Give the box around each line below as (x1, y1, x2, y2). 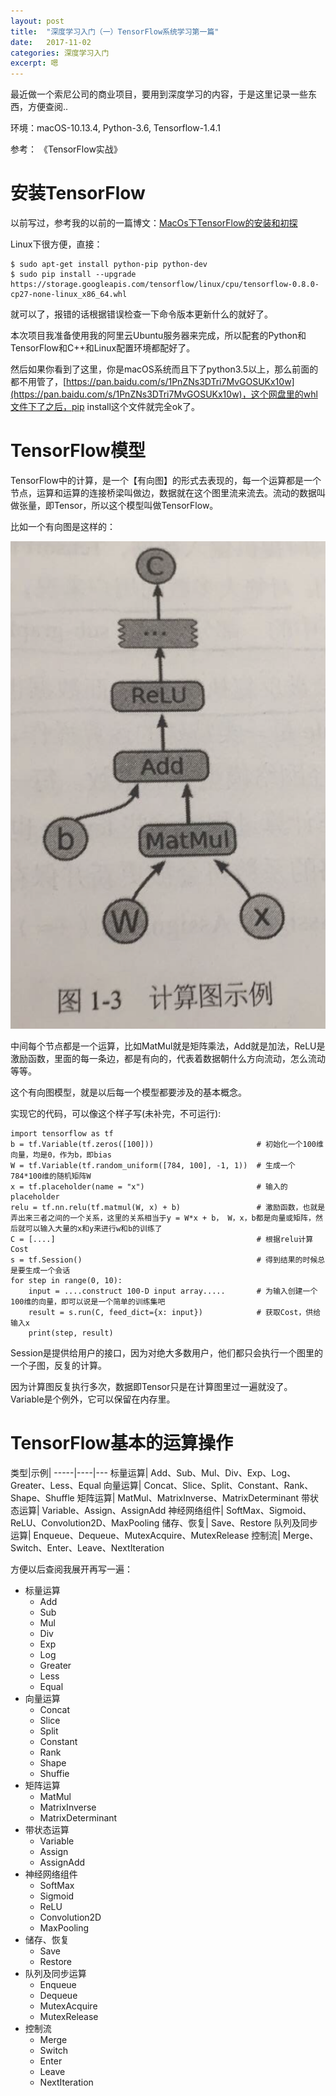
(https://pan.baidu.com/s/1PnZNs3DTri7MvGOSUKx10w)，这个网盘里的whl (10, 388, 318, 400)
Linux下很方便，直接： (10, 238, 103, 250)
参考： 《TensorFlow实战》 (10, 143, 123, 155)
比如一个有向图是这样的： (10, 521, 116, 532)
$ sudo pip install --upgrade (10, 270, 137, 280)
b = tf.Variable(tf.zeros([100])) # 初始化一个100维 (10, 1139, 324, 1149)
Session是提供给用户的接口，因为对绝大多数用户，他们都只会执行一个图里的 (10, 1346, 323, 1359)
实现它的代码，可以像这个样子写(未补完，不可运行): (10, 1107, 222, 1119)
